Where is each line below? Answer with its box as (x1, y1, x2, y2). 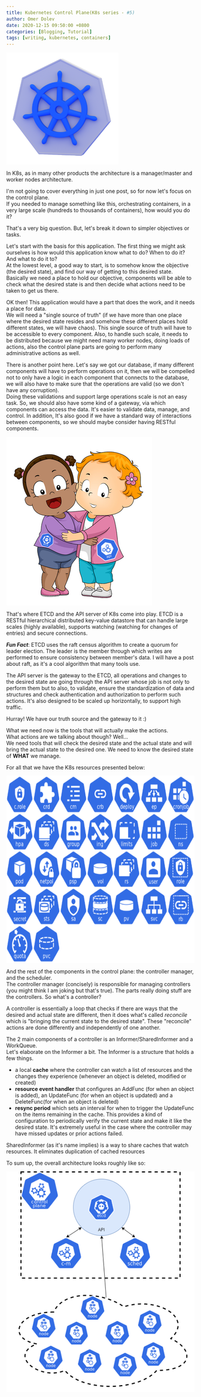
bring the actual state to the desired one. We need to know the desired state (6, 746, 194, 753)
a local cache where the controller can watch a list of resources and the (14, 1066, 193, 1074)
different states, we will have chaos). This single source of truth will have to (6, 324, 192, 332)
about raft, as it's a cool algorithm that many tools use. (6, 660, 141, 668)
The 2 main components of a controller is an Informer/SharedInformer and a (6, 1036, 193, 1043)
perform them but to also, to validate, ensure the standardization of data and (6, 684, 194, 692)
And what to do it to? (6, 255, 58, 263)
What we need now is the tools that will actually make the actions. (6, 727, 169, 734)
